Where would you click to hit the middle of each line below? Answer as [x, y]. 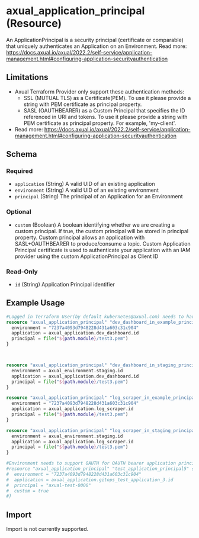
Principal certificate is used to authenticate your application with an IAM [102, 250]
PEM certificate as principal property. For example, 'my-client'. [100, 123]
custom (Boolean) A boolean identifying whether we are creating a [95, 225]
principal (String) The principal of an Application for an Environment [99, 196]
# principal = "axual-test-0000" [49, 485]
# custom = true [28, 491]
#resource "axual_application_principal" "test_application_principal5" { [100, 469]
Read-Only [22, 272]
